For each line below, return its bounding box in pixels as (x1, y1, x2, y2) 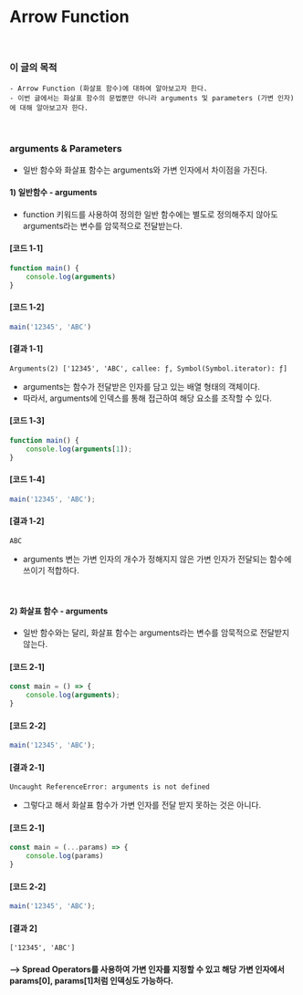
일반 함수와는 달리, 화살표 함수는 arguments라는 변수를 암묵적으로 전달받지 (22, 627, 290, 638)
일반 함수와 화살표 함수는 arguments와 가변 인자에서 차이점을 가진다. (22, 164, 267, 175)
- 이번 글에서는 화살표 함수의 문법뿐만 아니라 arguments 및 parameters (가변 (9, 94, 274, 103)
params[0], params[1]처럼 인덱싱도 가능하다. (9, 975, 173, 986)
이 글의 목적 (9, 61, 57, 74)
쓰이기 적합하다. (22, 564, 79, 576)
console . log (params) (26, 852, 104, 861)
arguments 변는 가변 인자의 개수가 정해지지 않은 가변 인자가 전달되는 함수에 (22, 553, 292, 564)
